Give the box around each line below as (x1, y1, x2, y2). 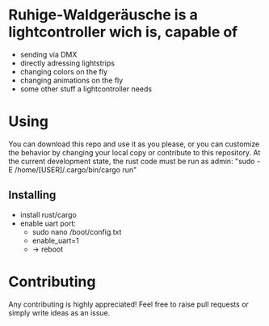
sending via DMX (19, 49, 78, 59)
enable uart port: (19, 218, 77, 228)
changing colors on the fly (19, 66, 107, 76)
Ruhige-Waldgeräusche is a (8, 6, 198, 24)
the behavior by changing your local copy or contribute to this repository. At (8, 147, 261, 157)
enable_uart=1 (32, 235, 79, 245)
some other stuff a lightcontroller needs (19, 83, 152, 94)
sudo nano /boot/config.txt (32, 227, 122, 236)
